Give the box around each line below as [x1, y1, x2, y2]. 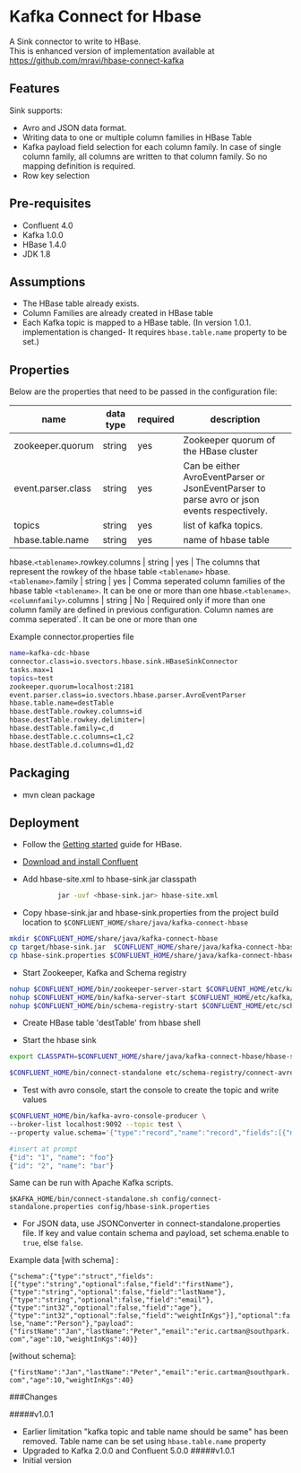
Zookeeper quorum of [183, 434, 276, 446]
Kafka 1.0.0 [21, 229, 64, 240]
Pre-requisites [9, 196, 91, 212]
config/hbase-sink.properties [97, 1203, 211, 1212]
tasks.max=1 [9, 665, 54, 674]
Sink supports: [9, 105, 63, 116]
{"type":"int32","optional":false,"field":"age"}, [9, 1303, 202, 1312]
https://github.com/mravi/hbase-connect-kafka [9, 55, 185, 66]
